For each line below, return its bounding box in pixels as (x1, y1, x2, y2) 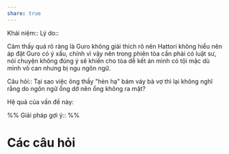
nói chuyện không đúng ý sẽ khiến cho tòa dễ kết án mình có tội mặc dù (7, 56, 211, 65)
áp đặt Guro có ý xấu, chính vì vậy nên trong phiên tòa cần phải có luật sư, (7, 49, 217, 57)
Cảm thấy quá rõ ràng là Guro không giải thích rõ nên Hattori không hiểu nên (7, 42, 222, 50)
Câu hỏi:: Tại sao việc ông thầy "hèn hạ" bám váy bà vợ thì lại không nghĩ (7, 77, 213, 86)
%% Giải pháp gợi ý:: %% (7, 111, 80, 119)
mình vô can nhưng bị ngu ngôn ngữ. (7, 64, 111, 72)
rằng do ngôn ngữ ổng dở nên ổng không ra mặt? (7, 84, 146, 92)
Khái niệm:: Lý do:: (7, 29, 59, 37)
